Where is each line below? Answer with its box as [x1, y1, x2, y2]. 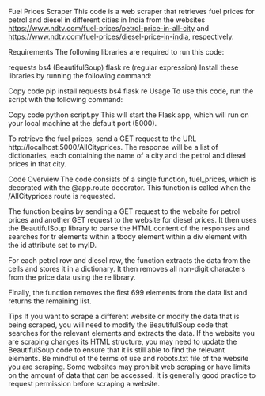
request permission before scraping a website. [8, 379, 161, 388]
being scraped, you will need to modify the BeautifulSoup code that [8, 320, 228, 329]
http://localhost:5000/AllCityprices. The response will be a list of [8, 143, 219, 151]
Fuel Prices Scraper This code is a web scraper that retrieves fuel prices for [8, 7, 255, 16]
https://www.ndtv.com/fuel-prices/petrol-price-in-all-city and [8, 24, 210, 32]
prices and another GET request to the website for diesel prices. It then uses [8, 215, 257, 224]
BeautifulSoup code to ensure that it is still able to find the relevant [8, 345, 225, 355]
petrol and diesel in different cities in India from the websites [8, 15, 206, 25]
